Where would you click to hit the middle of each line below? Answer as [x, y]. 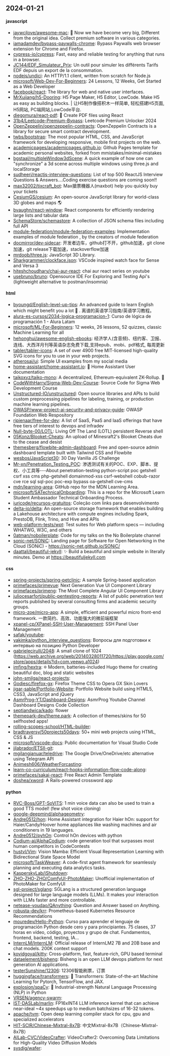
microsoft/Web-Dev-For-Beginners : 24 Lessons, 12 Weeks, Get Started [87, 81]
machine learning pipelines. [42, 404]
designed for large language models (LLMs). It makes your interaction [86, 895]
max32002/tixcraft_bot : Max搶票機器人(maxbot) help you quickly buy [86, 186]
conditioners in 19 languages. [44, 830]
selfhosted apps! [31, 721]
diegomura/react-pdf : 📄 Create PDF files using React [68, 115]
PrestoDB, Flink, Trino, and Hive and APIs [56, 519]
